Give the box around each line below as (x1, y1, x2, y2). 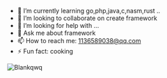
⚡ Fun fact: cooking (17, 47, 74, 55)
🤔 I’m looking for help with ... (17, 22, 100, 29)
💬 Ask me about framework (17, 29, 96, 37)
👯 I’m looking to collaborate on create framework (17, 14, 158, 22)
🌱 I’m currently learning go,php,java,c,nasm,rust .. (17, 7, 161, 15)
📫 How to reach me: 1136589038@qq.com (17, 37, 141, 45)
